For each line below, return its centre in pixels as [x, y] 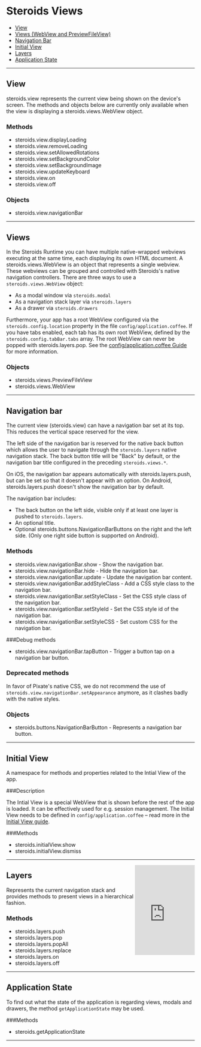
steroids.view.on [35, 178]
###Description [25, 790]
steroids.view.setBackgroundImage [58, 166]
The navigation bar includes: [41, 498]
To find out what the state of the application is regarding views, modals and [99, 1002]
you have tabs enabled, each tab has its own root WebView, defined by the [98, 333]
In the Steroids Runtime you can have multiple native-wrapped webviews [96, 252]
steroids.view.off [35, 185]
